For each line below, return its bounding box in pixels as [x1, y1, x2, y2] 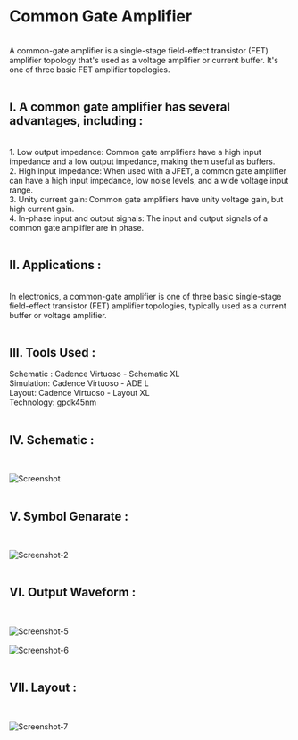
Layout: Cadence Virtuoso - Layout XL [9, 388, 150, 399]
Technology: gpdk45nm [9, 397, 96, 407]
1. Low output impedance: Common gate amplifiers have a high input [9, 146, 261, 157]
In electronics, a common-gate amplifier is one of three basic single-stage [9, 291, 282, 301]
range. [9, 185, 34, 195]
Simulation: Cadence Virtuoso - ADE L [9, 378, 149, 389]
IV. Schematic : [9, 432, 95, 448]
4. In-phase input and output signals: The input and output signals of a [9, 212, 269, 224]
